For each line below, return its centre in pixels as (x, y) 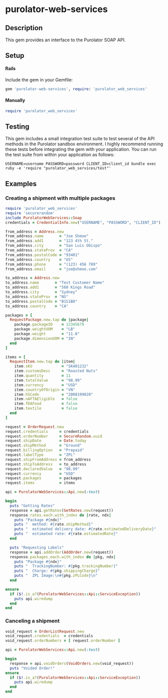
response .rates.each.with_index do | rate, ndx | (61, 515)
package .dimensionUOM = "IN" (45, 338)
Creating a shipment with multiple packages (60, 198)
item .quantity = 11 (43, 376)
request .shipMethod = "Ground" (44, 446)
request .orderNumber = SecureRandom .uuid (54, 436)
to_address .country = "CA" (37, 306)
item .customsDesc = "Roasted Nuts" (56, 371)
